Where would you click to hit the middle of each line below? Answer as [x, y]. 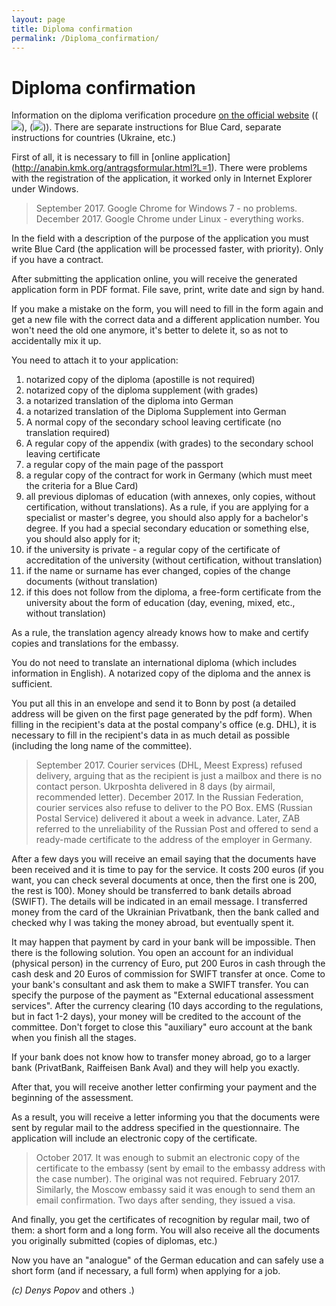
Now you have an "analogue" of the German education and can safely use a [167, 1260]
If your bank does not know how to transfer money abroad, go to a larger [161, 1057]
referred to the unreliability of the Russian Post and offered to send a [177, 829]
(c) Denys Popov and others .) [73, 1290]
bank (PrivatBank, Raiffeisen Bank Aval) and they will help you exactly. [156, 1068]
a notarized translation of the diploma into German [129, 401]
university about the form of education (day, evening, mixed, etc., [160, 603]
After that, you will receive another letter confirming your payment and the [164, 1087]
